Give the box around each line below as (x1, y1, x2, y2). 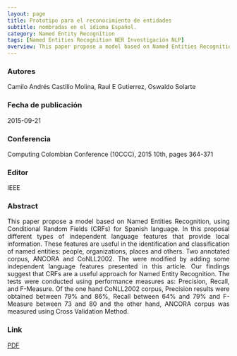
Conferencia (7, 133, 51, 143)
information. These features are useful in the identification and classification (7, 239, 230, 248)
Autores (7, 66, 36, 76)
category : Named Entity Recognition (7, 30, 115, 37)
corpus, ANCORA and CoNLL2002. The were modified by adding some (7, 255, 230, 263)
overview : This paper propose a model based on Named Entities (7, 43, 197, 50)
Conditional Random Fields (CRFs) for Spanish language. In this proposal (7, 225, 230, 233)
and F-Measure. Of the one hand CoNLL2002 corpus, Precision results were (7, 285, 230, 293)
